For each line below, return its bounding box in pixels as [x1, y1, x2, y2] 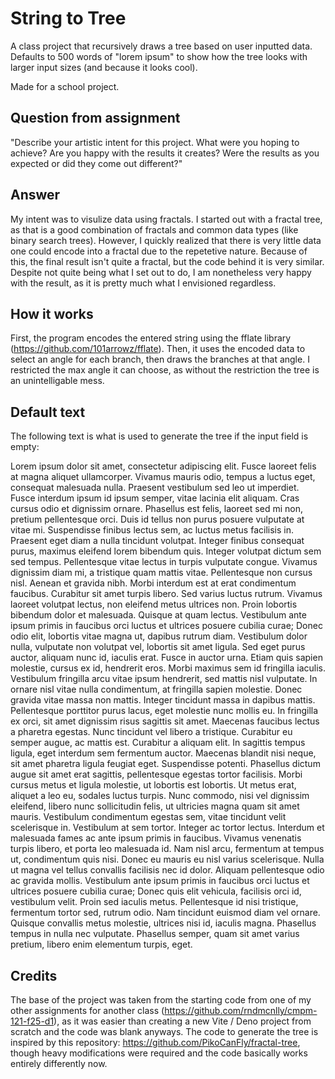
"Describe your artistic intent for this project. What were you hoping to [10, 136, 300, 148]
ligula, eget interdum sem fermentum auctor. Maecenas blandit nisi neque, [10, 747, 317, 759]
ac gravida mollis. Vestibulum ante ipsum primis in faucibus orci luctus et [10, 875, 310, 887]
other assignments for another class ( [10, 1005, 165, 1016]
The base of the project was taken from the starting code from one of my [10, 994, 312, 1006]
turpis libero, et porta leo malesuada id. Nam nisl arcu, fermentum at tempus [10, 843, 325, 855]
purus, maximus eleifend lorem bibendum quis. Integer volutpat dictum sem [10, 545, 322, 557]
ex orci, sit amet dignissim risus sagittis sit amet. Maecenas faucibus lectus [10, 715, 320, 727]
